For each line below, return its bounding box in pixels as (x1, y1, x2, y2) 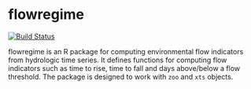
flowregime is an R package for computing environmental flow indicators (8, 46, 244, 56)
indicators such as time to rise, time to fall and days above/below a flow (8, 63, 241, 72)
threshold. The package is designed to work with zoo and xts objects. (8, 72, 234, 81)
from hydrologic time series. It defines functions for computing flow (8, 55, 227, 65)
